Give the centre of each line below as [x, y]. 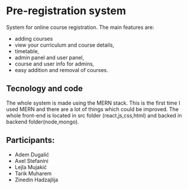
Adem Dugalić [32, 154]
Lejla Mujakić [31, 167]
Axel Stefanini [32, 161]
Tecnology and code [45, 89]
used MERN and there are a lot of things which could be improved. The [93, 109]
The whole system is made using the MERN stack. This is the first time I [93, 103]
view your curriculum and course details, [64, 45]
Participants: [30, 140]
